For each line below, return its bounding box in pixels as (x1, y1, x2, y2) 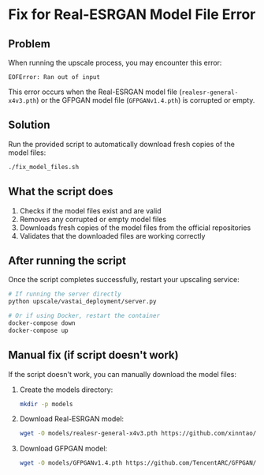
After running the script (8, 254, 126, 267)
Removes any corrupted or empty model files (19, 214, 167, 224)
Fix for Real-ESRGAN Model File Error (8, 6, 256, 24)
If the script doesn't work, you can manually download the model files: (8, 369, 236, 379)
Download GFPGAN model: (19, 444, 108, 454)
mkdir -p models (19, 400, 73, 408)
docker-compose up (8, 326, 69, 334)
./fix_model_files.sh (8, 163, 80, 171)
